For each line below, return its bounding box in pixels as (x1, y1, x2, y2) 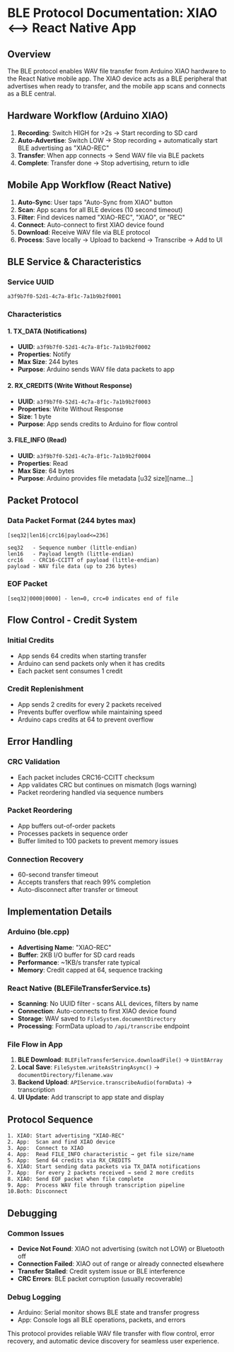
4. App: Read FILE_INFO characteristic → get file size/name (7, 1151, 194, 1158)
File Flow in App (7, 1040, 64, 1049)
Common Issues (7, 1228, 65, 1238)
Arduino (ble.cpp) (7, 927, 70, 937)
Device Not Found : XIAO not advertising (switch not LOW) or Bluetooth (17, 1244, 225, 1252)
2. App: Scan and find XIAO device (7, 1139, 115, 1146)
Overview (7, 48, 52, 60)
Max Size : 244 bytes (17, 358, 79, 366)
